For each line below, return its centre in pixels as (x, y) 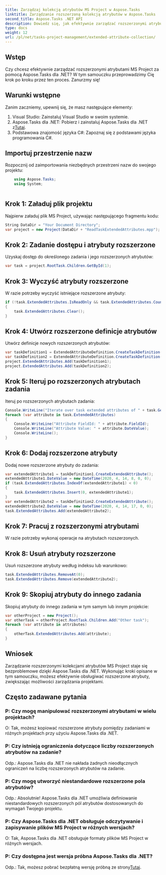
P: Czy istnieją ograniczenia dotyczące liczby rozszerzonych (80, 746)
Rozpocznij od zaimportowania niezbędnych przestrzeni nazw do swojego (81, 165)
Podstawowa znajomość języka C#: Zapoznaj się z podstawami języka (84, 132)
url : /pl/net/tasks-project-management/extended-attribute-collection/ (80, 38)
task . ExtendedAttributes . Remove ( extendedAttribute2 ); (62, 579)
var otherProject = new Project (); (42, 616)
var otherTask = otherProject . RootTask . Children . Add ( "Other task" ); (77, 620)
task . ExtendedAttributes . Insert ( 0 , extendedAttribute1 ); (74, 493)
